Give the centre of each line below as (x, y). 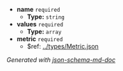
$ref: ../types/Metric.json (63, 46)
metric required (40, 39)
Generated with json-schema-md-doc (61, 60)
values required (40, 24)
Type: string (46, 17)
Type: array (44, 31)
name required (38, 9)
